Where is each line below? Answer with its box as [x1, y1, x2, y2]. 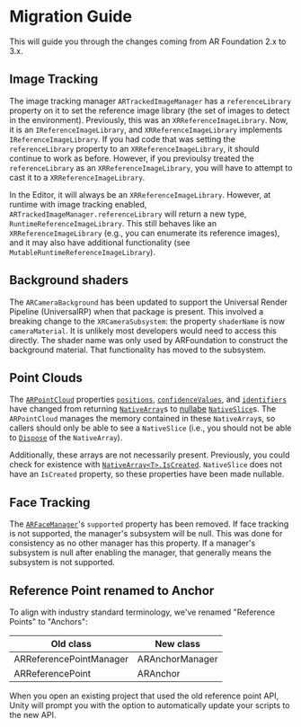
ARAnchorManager [137, 653, 218, 665]
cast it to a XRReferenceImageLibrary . [9, 172, 146, 182]
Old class [50, 638, 92, 650]
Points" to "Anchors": [9, 616, 88, 626]
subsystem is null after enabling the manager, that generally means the [9, 547, 272, 558]
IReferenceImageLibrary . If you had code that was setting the [9, 133, 236, 145]
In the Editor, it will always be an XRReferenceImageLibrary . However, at [9, 189, 271, 199]
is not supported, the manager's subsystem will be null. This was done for [9, 528, 283, 539]
